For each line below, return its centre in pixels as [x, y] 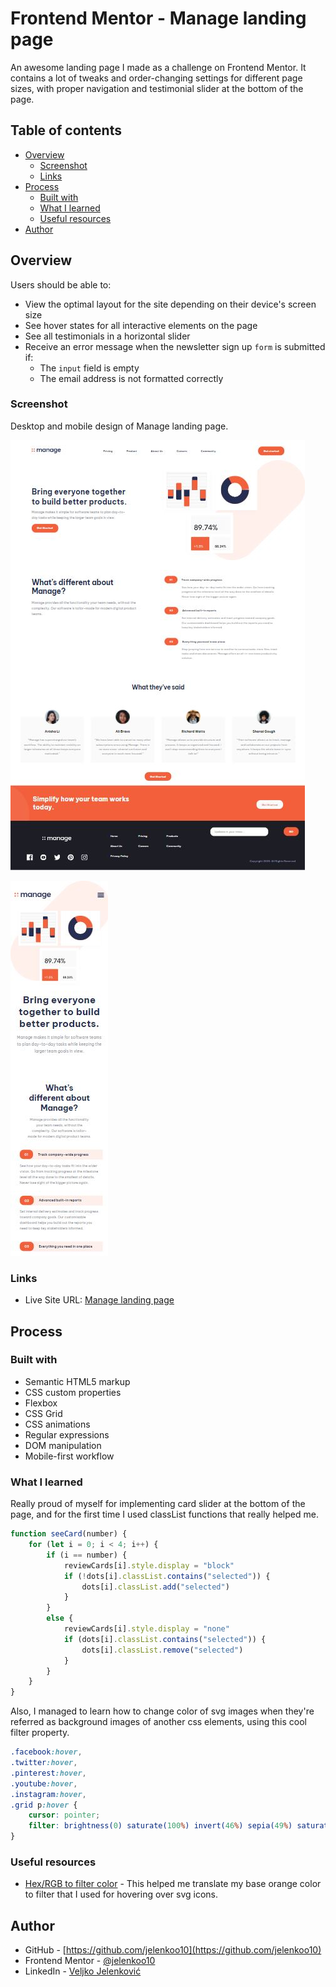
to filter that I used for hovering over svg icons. [121, 1894]
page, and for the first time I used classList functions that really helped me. [164, 1514]
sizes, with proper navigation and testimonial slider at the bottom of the [157, 88]
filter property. [40, 1733]
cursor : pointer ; [64, 1815]
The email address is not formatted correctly [131, 378]
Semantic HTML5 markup [77, 1381]
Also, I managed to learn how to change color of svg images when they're [162, 1711]
